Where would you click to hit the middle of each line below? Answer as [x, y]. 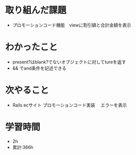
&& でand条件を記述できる [39, 68]
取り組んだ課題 [36, 10]
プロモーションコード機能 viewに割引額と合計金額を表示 [72, 25]
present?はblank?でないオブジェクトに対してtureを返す [69, 62]
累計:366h [23, 147]
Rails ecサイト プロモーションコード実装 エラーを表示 [69, 105]
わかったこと [32, 47]
